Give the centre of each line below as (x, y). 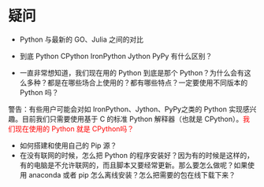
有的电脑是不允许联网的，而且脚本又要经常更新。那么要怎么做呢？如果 (134, 165)
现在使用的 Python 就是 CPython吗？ (74, 128)
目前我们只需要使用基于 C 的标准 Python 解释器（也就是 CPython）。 (132, 119)
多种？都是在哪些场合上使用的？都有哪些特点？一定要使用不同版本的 (137, 82)
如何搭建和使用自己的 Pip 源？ (68, 145)
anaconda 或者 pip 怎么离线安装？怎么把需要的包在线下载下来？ (132, 174)
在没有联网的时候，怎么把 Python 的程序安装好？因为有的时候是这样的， (137, 155)
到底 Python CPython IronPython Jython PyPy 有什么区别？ (116, 56)
